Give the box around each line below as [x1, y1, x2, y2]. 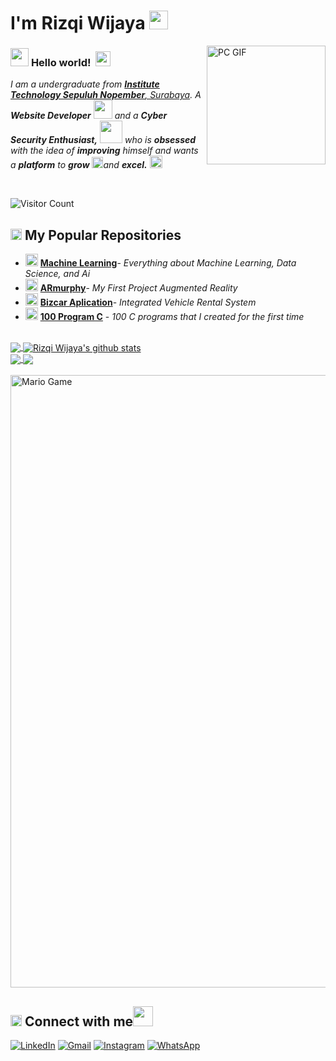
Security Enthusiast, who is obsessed [10, 134, 197, 146]
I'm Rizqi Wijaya [10, 12, 146, 35]
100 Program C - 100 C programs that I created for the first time [39, 311, 305, 323]
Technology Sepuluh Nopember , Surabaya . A [10, 89, 202, 101]
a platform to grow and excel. [10, 159, 148, 171]
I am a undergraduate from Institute [10, 78, 160, 90]
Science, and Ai [24, 268, 91, 280]
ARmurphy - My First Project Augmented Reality [39, 282, 238, 294]
